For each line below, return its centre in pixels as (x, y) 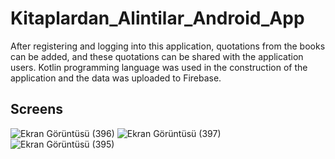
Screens (36, 109)
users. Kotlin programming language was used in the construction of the (159, 67)
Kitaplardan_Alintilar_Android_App (157, 18)
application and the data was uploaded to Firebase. (116, 78)
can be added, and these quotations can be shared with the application (157, 56)
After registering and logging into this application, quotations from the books (168, 46)
